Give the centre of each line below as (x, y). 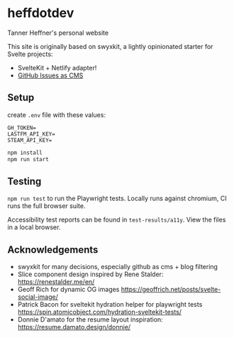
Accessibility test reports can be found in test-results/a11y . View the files (117, 220)
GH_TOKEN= (22, 128)
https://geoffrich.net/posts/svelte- (171, 290)
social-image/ (38, 297)
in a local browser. (34, 227)
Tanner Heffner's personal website (58, 33)
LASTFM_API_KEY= (31, 134)
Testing (24, 181)
